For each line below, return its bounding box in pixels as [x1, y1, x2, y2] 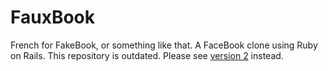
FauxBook [10, 6, 96, 29]
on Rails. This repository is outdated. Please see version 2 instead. [10, 49, 284, 61]
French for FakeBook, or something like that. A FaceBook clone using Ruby [10, 39, 318, 51]
